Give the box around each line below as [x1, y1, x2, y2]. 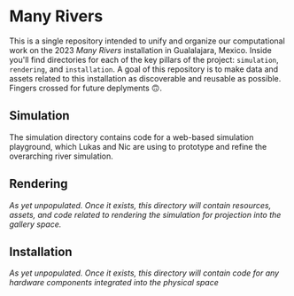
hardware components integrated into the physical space [9, 277, 220, 288]
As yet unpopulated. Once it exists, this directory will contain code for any [9, 268, 280, 278]
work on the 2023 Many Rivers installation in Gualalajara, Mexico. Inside [9, 44, 272, 55]
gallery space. [9, 219, 62, 230]
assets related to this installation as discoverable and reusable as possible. [9, 73, 282, 83]
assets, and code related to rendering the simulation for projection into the [9, 209, 282, 220]
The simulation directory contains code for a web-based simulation [9, 131, 254, 143]
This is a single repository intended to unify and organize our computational [9, 35, 285, 46]
